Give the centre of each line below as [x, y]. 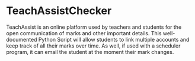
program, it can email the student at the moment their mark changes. [90, 52]
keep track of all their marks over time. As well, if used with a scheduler [93, 46]
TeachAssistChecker [59, 11]
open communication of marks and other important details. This [84, 33]
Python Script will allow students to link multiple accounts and [114, 39]
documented [22, 39]
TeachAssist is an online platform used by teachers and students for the [94, 27]
